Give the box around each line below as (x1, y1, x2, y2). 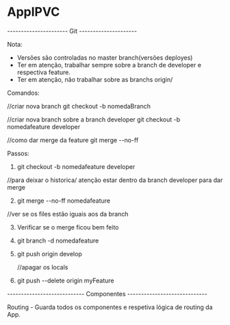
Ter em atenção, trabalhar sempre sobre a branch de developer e (16, 60, 202, 69)
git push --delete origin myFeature (16, 276, 114, 284)
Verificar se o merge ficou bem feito (16, 223, 119, 231)
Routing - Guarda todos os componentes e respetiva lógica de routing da (7, 303, 213, 311)
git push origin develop (16, 249, 82, 258)
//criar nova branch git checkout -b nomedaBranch (7, 102, 151, 110)
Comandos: (7, 89, 40, 97)
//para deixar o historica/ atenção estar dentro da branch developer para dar (7, 176, 223, 184)
